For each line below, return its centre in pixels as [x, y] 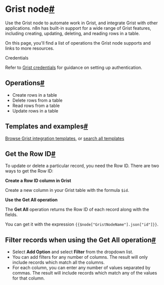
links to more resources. [30, 48]
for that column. [29, 278]
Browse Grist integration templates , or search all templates [65, 138]
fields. [12, 215]
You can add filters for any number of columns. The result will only [80, 257]
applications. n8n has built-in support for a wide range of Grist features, [78, 28]
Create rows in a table [35, 95]
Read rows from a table [36, 106]
